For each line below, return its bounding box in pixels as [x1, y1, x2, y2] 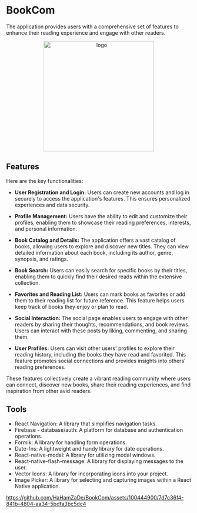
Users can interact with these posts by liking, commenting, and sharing [14, 327, 187, 334]
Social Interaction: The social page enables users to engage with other [14, 314, 188, 321]
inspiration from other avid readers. [6, 387, 92, 394]
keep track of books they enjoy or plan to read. [14, 303, 128, 310]
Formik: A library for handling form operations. [14, 439, 128, 446]
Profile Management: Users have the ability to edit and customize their [14, 212, 188, 219]
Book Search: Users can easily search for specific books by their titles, [14, 267, 188, 274]
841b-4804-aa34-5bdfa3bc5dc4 [6, 500, 86, 507]
